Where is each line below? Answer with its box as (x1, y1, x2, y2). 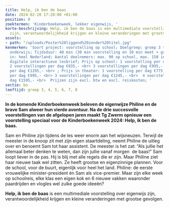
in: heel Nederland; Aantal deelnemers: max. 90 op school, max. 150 (10, 54, 158, 60)
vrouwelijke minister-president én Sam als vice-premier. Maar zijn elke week (5, 170, 163, 176)
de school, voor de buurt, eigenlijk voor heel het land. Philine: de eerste (5, 165, 153, 171)
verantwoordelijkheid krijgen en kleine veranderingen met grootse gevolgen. (5, 195, 163, 202)
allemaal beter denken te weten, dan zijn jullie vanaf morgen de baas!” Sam (5, 148, 162, 154)
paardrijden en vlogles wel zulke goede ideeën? (5, 180, 104, 187)
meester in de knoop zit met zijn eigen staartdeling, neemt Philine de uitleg (5, 137, 160, 144)
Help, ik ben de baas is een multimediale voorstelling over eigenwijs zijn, (5, 190, 156, 196)
